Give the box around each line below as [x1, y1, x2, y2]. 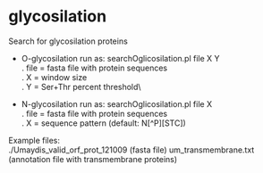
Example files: [8, 135, 60, 145]
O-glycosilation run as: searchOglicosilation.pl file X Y [21, 53, 220, 63]
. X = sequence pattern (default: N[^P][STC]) [21, 118, 187, 128]
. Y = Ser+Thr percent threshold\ [21, 81, 141, 92]
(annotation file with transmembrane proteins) [8, 153, 178, 164]
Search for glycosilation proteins [8, 36, 129, 46]
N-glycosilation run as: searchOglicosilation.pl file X [21, 98, 212, 109]
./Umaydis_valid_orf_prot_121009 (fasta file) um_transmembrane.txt [8, 144, 255, 155]
